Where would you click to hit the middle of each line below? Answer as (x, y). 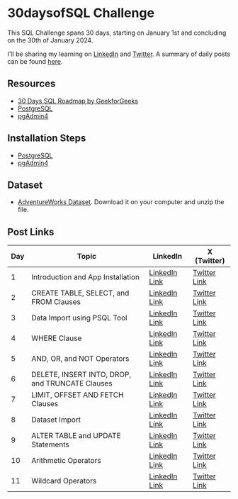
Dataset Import (56, 420)
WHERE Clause (57, 338)
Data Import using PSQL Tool (79, 318)
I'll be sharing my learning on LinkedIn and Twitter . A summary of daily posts (119, 54)
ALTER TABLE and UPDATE (76, 436)
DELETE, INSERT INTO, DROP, (81, 375)
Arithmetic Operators (66, 461)
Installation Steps (47, 139)
